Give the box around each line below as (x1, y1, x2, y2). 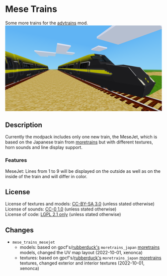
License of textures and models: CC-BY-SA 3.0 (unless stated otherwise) (5, 201, 155, 207)
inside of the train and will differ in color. (5, 173, 88, 179)
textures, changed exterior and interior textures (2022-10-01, (19, 260, 145, 266)
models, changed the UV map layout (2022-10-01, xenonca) (19, 250, 143, 256)
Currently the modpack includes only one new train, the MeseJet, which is (5, 134, 158, 140)
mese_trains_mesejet (12, 240, 55, 245)
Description (5, 121, 42, 129)
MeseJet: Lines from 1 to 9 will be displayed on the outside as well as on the (5, 168, 161, 174)
